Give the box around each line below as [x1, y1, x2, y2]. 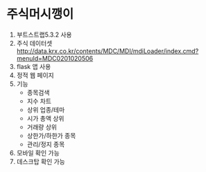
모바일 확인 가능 [16, 149, 60, 157]
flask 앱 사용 [16, 62, 51, 70]
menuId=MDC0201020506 [16, 54, 94, 62]
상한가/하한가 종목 [26, 131, 76, 140]
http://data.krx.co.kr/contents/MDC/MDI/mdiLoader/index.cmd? [16, 46, 199, 55]
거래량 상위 [26, 122, 57, 131]
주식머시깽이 [6, 6, 74, 22]
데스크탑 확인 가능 [16, 157, 65, 166]
